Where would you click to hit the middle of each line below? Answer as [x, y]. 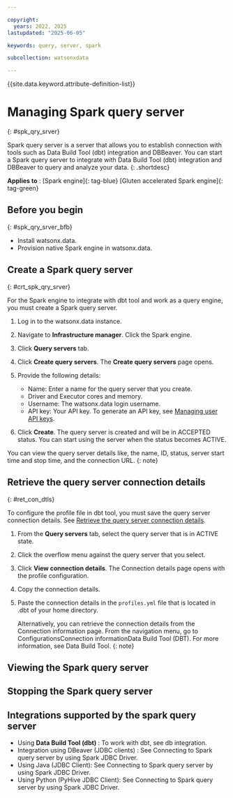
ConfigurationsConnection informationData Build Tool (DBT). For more [118, 638]
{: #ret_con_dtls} [31, 499]
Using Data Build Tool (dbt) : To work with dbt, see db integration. [112, 743]
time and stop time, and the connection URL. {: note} [83, 460]
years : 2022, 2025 [40, 26]
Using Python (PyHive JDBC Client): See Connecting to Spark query [115, 780]
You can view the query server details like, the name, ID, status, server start [116, 453]
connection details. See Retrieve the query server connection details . [106, 520]
